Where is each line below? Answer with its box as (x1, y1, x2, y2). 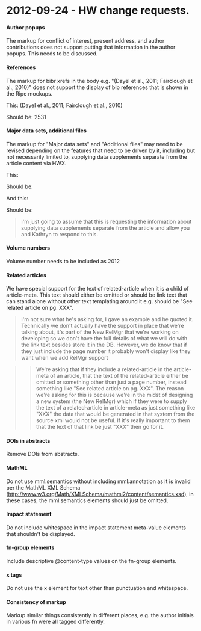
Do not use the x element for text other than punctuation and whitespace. (6, 585, 188, 592)
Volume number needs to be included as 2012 (6, 258, 120, 265)
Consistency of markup (6, 598, 66, 605)
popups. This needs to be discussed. (6, 50, 98, 57)
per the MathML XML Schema (6, 484, 81, 491)
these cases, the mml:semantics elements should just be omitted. (6, 497, 169, 504)
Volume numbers (6, 244, 51, 251)
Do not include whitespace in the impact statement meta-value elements (6, 524, 187, 531)
